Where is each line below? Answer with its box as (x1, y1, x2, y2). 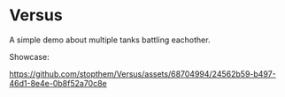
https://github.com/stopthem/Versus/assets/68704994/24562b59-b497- (9, 68, 276, 79)
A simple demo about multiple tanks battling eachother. (9, 34, 211, 45)
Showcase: (9, 51, 50, 62)
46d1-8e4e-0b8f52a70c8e (9, 78, 108, 88)
